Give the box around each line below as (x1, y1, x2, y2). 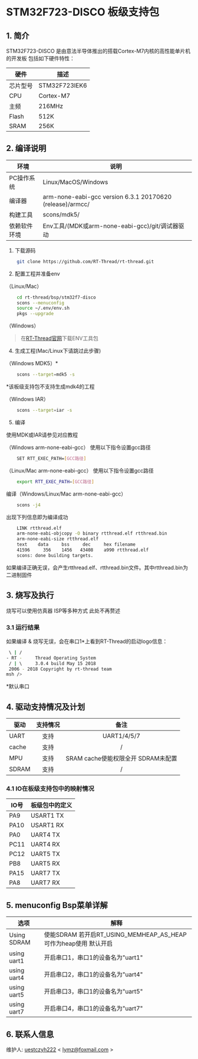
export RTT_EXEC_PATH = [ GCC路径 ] (16, 478, 94, 484)
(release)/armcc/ (42, 200, 90, 208)
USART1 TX (30, 812, 64, 820)
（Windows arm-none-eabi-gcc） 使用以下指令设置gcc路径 (6, 444, 151, 451)
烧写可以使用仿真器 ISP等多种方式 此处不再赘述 (6, 607, 121, 614)
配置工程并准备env (14, 270, 60, 277)
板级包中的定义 (30, 801, 72, 809)
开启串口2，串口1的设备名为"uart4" (44, 971, 143, 979)
